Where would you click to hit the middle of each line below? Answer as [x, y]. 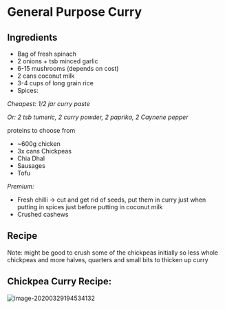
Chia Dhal [31, 158]
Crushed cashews [43, 214]
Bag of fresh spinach [47, 54]
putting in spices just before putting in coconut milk [90, 207]
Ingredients [32, 38]
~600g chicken [39, 144]
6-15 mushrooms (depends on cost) [68, 68]
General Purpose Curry [75, 12]
